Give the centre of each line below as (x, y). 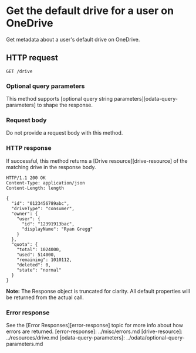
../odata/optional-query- (155, 337)
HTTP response (29, 148)
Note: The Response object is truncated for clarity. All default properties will (98, 291)
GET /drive (19, 71)
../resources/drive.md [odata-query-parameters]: (65, 337)
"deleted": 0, (34, 265)
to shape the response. (65, 105)
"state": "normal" (39, 270)
